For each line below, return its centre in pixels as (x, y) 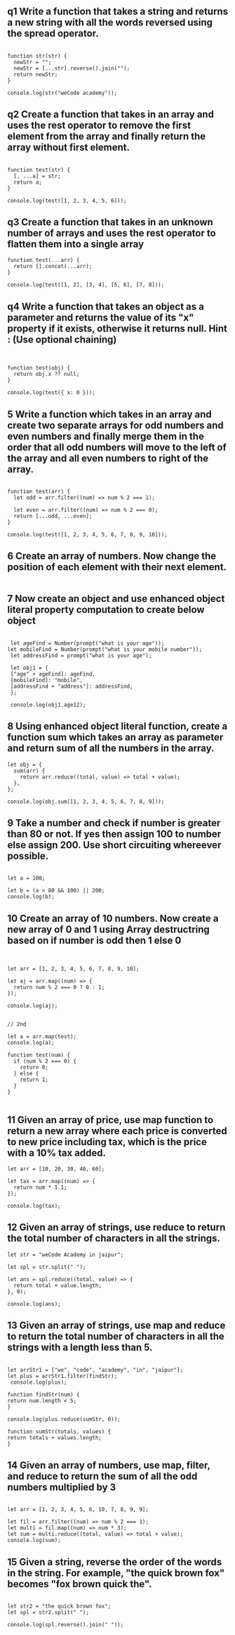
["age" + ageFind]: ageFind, (53, 674)
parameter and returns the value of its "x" (101, 317)
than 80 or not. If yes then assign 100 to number (114, 834)
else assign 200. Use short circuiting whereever (114, 845)
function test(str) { (39, 170)
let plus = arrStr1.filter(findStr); (62, 1376)
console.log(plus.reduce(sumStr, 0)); (64, 1419)
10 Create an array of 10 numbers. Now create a (113, 918)
